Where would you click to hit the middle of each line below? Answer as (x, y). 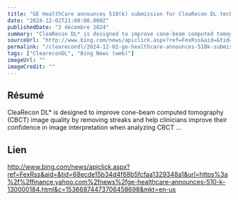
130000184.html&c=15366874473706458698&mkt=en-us (92, 189)
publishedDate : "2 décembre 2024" (58, 27)
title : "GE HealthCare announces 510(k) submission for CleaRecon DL (112, 14)
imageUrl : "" (27, 60)
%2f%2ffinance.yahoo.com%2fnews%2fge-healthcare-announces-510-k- (117, 182)
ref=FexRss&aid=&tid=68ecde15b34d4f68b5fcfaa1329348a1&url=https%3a (118, 174)
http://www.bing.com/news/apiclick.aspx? (69, 167)
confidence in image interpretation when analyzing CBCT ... (95, 128)
